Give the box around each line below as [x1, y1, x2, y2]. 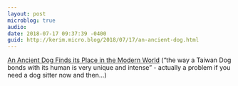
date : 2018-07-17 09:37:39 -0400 [7, 30, 107, 37]
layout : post [7, 10, 46, 18]
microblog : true [7, 17, 56, 24]
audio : [7, 23, 27, 30]
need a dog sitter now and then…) [7, 71, 107, 80]
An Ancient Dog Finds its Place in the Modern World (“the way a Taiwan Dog [7, 56, 232, 64]
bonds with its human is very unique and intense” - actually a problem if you [7, 63, 231, 72]
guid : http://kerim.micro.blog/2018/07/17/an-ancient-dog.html [7, 37, 200, 44]
